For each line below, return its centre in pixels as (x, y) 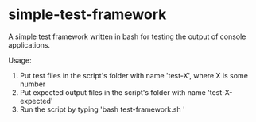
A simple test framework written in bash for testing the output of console (127, 36)
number (33, 84)
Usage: (20, 60)
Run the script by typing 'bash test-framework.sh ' (102, 109)
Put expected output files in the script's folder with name (113, 92)
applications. (29, 44)
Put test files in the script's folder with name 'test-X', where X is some (134, 75)
